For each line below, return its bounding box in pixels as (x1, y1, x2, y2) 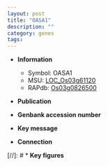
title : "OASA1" (7, 17, 52, 24)
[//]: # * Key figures (7, 151, 64, 160)
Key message (17, 124, 58, 133)
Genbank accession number (17, 111, 101, 119)
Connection (17, 137, 52, 146)
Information (17, 55, 53, 63)
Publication (17, 97, 52, 105)
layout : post (7, 10, 45, 17)
